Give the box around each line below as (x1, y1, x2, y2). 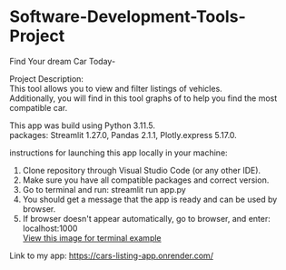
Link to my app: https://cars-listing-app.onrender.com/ (9, 250, 213, 261)
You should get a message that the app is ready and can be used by (22, 194, 278, 205)
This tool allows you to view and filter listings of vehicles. (9, 83, 222, 94)
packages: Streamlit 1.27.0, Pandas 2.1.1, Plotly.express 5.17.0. (9, 129, 238, 140)
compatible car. (9, 102, 68, 113)
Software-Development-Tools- (9, 6, 247, 27)
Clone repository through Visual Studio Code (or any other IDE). (22, 165, 261, 175)
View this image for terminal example (22, 232, 162, 243)
